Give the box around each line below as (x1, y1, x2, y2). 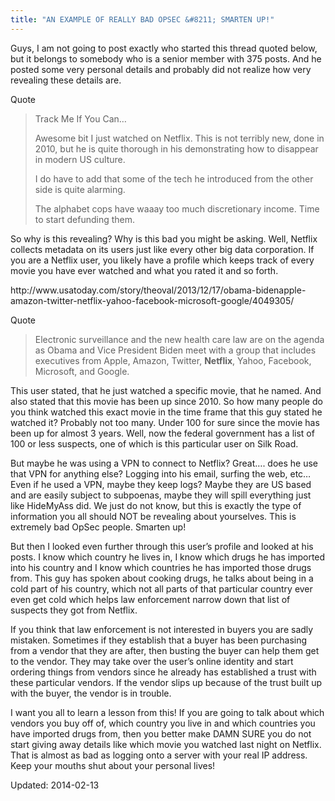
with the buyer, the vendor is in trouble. (10, 687, 172, 699)
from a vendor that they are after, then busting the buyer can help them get (10, 644, 320, 656)
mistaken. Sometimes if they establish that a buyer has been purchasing (10, 634, 308, 646)
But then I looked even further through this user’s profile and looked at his (10, 540, 314, 552)
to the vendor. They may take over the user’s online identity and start (10, 655, 294, 667)
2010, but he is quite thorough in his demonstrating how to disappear (34, 142, 319, 155)
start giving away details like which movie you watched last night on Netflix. (10, 738, 322, 750)
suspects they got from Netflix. (10, 604, 138, 616)
